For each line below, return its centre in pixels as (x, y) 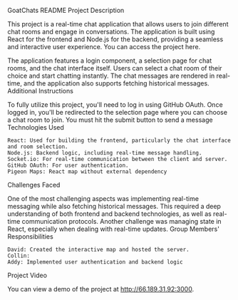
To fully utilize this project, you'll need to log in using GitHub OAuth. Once (115, 105)
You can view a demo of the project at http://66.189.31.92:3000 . (101, 289)
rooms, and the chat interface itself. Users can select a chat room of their (115, 68)
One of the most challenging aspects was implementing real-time (103, 198)
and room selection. (38, 147)
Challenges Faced (34, 185)
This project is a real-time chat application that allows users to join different (118, 24)
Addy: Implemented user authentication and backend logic (95, 262)
